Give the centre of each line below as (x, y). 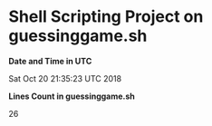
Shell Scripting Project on (106, 17)
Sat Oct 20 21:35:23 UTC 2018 (65, 78)
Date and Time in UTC (50, 61)
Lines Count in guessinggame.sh (72, 96)
